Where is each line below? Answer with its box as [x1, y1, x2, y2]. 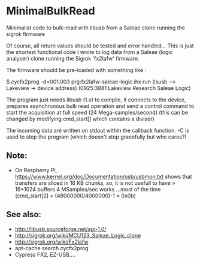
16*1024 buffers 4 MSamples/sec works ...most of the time [14, 185, 161, 193]
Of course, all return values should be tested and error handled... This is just [6, 42, 194, 49]
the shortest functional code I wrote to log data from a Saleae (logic [6, 48, 173, 55]
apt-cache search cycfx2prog [14, 244, 89, 251]
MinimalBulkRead [6, 4, 95, 18]
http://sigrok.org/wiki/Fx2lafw [14, 238, 89, 245]
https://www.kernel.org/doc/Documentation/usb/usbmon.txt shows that [14, 173, 192, 180]
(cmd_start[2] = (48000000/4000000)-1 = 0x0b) [14, 192, 136, 199]
